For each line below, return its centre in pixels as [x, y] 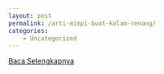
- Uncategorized [50, 38]
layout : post [30, 16]
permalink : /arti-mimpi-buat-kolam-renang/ [82, 23]
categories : [28, 31]
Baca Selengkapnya [41, 61]
